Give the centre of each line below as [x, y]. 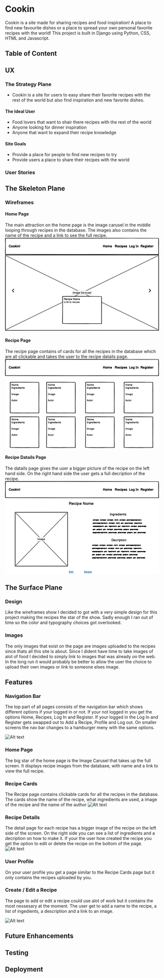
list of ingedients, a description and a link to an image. [59, 911]
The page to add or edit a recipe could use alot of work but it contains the [79, 901]
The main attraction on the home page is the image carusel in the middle [78, 225]
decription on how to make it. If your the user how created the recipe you [79, 838]
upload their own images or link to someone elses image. [62, 667]
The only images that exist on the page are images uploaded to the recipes [80, 646]
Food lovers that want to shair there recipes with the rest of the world [82, 122]
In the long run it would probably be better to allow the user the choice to [79, 662]
